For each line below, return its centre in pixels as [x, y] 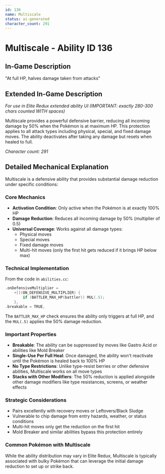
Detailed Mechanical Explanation [57, 167]
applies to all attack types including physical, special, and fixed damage [78, 132]
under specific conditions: [32, 184]
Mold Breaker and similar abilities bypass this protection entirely [77, 432]
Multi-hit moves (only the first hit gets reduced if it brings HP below [88, 250]
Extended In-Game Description [54, 94]
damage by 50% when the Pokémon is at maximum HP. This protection [78, 126]
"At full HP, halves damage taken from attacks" [53, 78]
